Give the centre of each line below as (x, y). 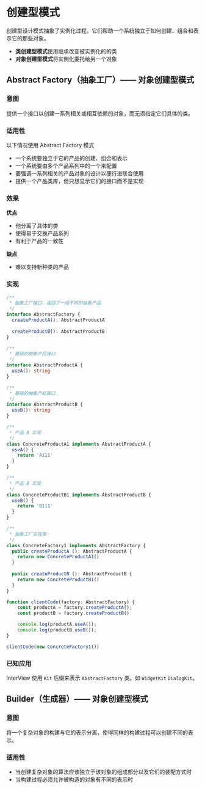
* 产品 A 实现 (25, 432)
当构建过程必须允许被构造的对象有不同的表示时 (74, 779)
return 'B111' (35, 506)
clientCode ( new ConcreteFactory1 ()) (53, 647)
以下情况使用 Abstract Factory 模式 (50, 145)
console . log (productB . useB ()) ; (57, 630)
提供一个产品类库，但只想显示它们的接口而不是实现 (79, 181)
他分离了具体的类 (37, 226)
